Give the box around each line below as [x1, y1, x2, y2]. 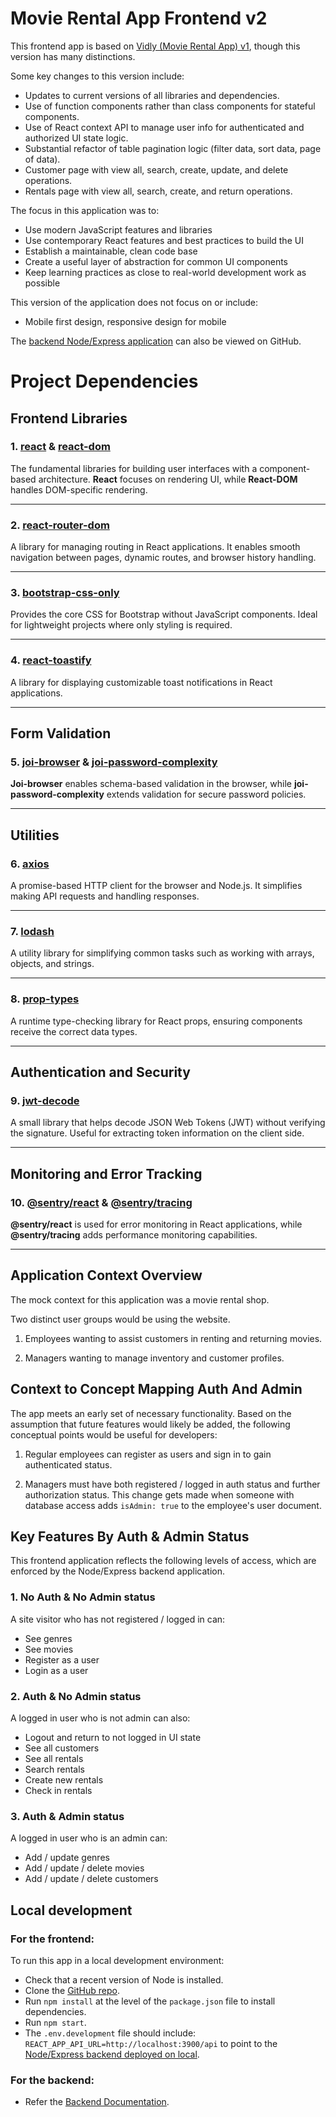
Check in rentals [24, 1785, 93, 1797]
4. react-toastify [10, 653, 92, 667]
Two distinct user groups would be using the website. [10, 1313, 231, 1325]
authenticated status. [24, 1458, 113, 1471]
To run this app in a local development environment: [10, 1955, 225, 1967]
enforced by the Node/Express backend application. [10, 1565, 225, 1577]
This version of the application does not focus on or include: [10, 296, 258, 308]
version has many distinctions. [10, 50, 136, 62]
